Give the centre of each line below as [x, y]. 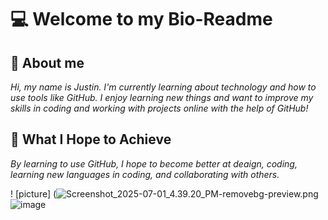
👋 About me [47, 62]
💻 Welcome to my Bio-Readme [141, 19]
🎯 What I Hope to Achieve [91, 139]
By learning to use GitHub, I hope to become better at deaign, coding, [154, 163]
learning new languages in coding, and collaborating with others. [145, 174]
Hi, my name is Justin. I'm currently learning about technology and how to [163, 87]
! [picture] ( [33, 193]
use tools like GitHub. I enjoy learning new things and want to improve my [162, 97]
